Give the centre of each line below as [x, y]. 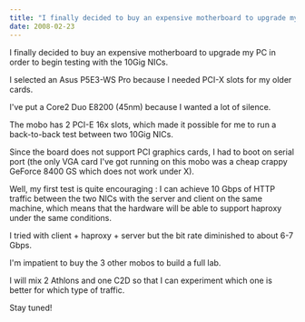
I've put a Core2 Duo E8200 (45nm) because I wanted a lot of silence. [140, 106]
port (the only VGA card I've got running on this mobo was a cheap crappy [148, 161]
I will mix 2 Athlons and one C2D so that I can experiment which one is [141, 280]
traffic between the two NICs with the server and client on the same [136, 198]
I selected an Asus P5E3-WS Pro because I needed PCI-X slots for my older [151, 79]
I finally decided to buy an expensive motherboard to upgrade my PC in [143, 52]
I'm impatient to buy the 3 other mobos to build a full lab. [115, 262]
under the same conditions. [60, 217]
